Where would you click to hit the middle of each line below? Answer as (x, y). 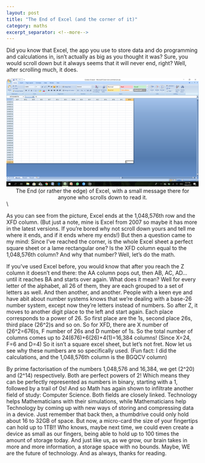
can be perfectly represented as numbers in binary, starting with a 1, (92, 382)
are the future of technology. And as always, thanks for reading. (86, 453)
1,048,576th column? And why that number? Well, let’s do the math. (91, 254)
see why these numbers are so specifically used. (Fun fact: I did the (92, 350)
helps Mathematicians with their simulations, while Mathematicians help (96, 401)
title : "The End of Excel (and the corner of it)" (72, 19)
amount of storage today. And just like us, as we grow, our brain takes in (97, 440)
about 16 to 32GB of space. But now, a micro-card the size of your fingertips (102, 420)
